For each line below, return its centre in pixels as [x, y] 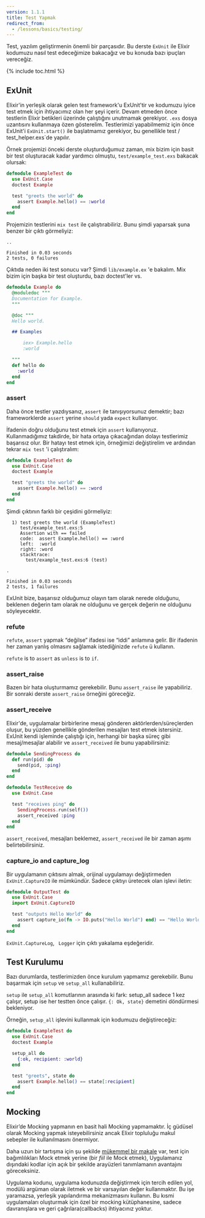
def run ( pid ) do [32, 759]
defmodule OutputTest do [38, 892]
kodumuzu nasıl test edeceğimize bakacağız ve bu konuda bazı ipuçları [96, 53]
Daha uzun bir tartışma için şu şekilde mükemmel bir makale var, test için [98, 1151]
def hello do [28, 365]
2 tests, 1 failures [33, 587]
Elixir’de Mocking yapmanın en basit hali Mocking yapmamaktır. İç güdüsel [100, 1126]
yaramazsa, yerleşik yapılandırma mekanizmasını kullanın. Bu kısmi [90, 1196]
